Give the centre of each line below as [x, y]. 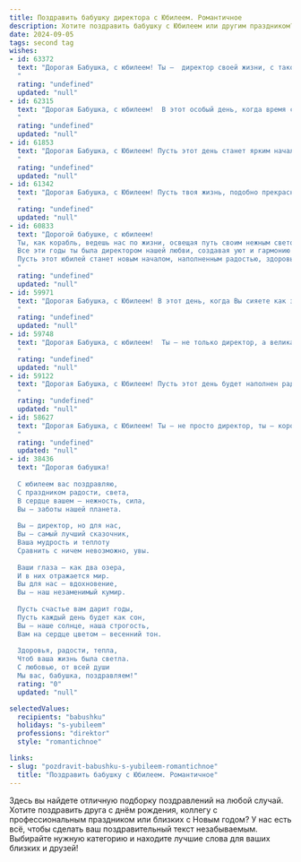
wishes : [24, 51]
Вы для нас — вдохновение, [68, 584]
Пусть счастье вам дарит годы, [76, 609]
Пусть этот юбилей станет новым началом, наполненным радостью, [140, 259]
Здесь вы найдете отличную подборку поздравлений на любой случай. [146, 800]
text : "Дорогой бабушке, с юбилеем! [86, 234]
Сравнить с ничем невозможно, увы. [84, 551]
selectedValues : [39, 709]
